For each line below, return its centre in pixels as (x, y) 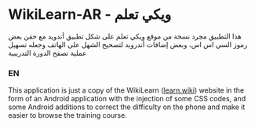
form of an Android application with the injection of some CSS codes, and (127, 99)
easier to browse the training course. (67, 115)
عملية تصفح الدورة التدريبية (47, 53)
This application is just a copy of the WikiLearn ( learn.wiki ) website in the (126, 90)
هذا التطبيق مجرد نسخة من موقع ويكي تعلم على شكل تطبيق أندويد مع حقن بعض (125, 36)
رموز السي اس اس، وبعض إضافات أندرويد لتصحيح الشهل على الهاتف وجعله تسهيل (128, 44)
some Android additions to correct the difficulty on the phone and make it (127, 107)
